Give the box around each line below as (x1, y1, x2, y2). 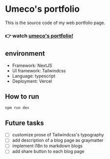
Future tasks (5, 119, 44, 127)
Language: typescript (12, 73, 56, 79)
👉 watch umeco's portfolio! (5, 32, 73, 39)
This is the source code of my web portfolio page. (5, 20, 106, 26)
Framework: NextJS (12, 63, 52, 68)
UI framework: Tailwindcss (12, 67, 66, 73)
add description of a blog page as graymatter (12, 137, 104, 143)
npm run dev (5, 105, 29, 110)
